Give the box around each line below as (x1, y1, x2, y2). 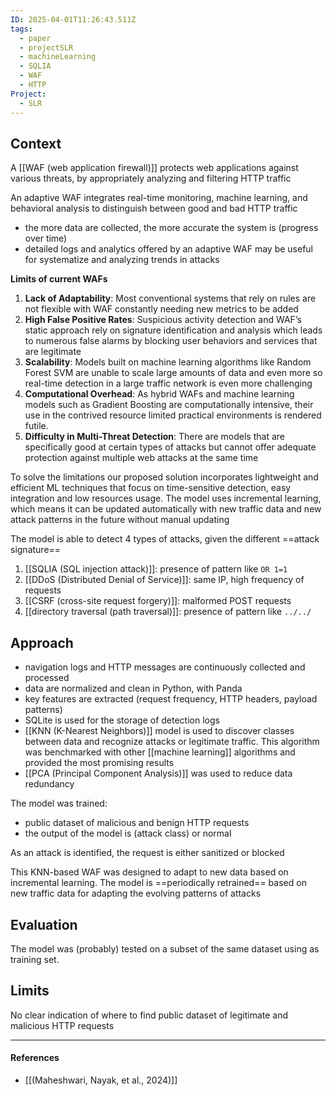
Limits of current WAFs (10, 273, 108, 285)
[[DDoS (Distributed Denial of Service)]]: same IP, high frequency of (24, 574, 305, 586)
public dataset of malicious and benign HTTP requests (24, 817, 250, 829)
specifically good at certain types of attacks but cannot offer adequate (24, 441, 317, 453)
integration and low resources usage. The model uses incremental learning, (10, 492, 322, 505)
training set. (10, 953, 60, 965)
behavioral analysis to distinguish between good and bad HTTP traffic (10, 202, 298, 215)
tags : (10, 24, 33, 34)
